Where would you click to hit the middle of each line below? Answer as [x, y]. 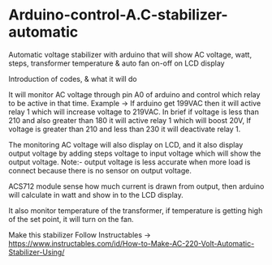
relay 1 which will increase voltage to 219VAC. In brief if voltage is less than [134, 112]
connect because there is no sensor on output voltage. [100, 170]
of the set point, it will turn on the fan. [71, 219]
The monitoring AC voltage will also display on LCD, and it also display [126, 144]
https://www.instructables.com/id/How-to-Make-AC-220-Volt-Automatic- [132, 243]
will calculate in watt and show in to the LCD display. [96, 194]
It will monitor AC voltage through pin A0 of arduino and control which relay [134, 94]
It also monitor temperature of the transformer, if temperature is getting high [136, 210]
